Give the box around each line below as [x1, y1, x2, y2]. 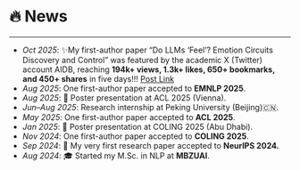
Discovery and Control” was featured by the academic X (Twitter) [21, 54, 263, 65]
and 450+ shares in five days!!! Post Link [21, 73, 175, 84]
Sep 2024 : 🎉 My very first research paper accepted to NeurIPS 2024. [21, 140, 279, 150]
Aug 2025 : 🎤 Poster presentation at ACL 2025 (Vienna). [21, 92, 227, 103]
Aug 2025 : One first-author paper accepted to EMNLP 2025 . [21, 83, 246, 93]
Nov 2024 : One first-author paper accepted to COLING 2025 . [21, 131, 249, 142]
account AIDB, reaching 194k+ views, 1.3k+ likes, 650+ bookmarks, [21, 64, 275, 75]
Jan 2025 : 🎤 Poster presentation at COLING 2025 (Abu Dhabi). [21, 121, 254, 132]
